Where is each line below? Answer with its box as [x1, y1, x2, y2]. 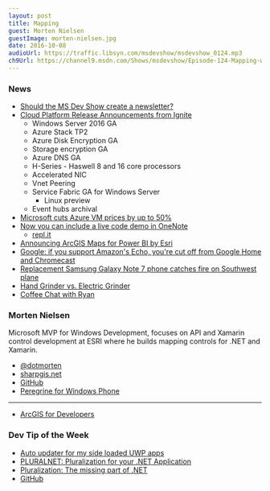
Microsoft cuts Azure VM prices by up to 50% [19, 212, 172, 222]
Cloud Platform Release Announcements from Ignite [19, 110, 193, 120]
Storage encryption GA [31, 144, 108, 154]
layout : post [8, 11, 52, 20]
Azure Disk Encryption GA [31, 136, 118, 146]
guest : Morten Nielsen [8, 27, 84, 35]
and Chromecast [19, 255, 76, 266]
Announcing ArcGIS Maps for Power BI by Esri [19, 238, 173, 248]
